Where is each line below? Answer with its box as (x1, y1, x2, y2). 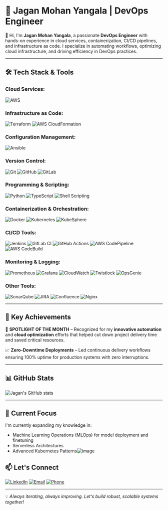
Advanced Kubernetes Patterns (12, 448, 77, 454)
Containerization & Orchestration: (5, 205, 89, 212)
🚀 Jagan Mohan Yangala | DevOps (5, 5, 148, 17)
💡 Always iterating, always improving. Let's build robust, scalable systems (5, 493, 158, 499)
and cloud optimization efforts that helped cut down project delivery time (5, 331, 157, 337)
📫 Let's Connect (5, 463, 59, 471)
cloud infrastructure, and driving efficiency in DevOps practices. (5, 48, 137, 54)
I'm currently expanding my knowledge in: (5, 422, 92, 428)
